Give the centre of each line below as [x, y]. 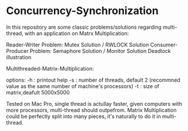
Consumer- [164, 45]
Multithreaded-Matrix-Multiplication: [50, 68]
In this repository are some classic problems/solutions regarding [84, 27]
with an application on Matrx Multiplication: [77, 33]
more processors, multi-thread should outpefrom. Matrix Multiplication [91, 110]
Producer [17, 51]
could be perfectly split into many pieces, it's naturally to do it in [84, 116]
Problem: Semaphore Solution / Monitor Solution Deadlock [100, 51]
